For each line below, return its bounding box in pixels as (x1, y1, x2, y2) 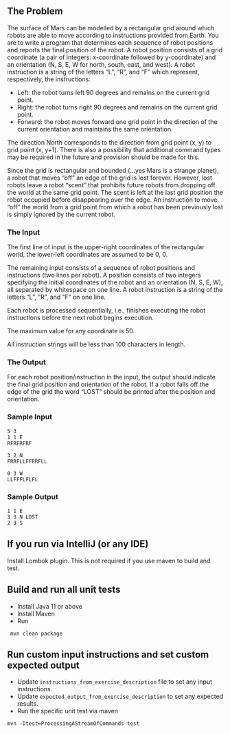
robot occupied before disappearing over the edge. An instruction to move (7, 196, 218, 204)
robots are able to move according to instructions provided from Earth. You (7, 31, 219, 39)
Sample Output (7, 492, 58, 501)
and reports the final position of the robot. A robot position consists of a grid (7, 45, 223, 54)
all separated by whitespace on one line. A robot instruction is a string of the (7, 286, 223, 294)
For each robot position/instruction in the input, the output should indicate (7, 373, 216, 381)
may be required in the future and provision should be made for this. (7, 153, 200, 161)
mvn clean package (10, 630, 63, 637)
